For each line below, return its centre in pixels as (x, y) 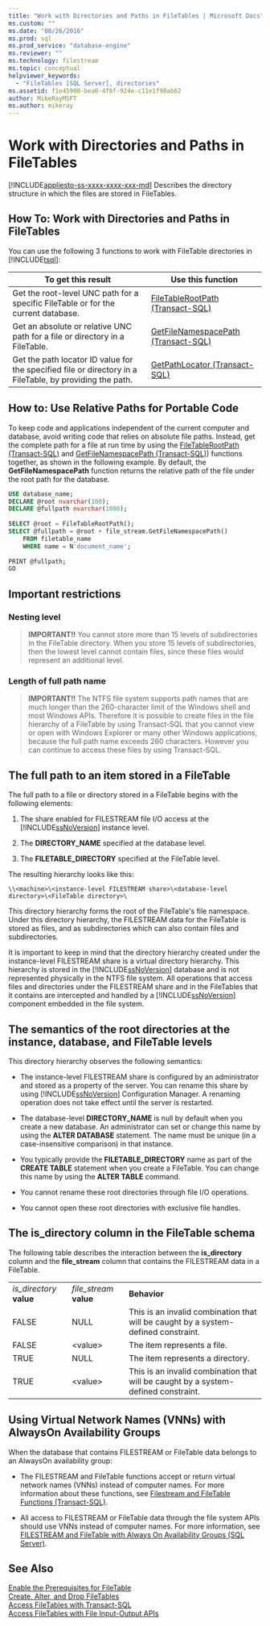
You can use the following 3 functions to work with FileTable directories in (131, 251)
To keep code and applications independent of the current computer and (129, 427)
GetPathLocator (180, 364)
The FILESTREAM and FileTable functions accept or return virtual (127, 1476)
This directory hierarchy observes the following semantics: (106, 1061)
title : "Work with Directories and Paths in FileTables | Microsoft (125, 16)
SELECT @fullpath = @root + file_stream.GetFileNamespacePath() (118, 532)
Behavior (146, 1293)
